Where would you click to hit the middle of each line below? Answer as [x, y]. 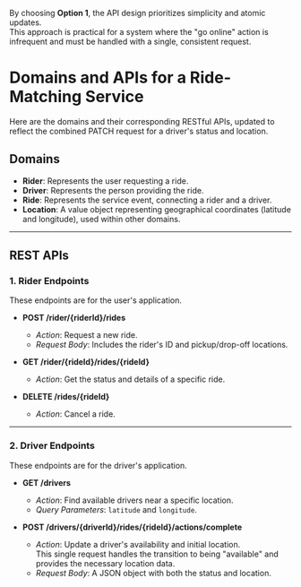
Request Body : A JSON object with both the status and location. [153, 573]
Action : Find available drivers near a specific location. [135, 500]
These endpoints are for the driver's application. [99, 465]
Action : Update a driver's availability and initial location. [138, 544]
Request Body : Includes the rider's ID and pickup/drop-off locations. [162, 345]
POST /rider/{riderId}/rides [74, 318]
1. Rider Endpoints [49, 281]
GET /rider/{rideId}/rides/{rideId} [86, 362]
